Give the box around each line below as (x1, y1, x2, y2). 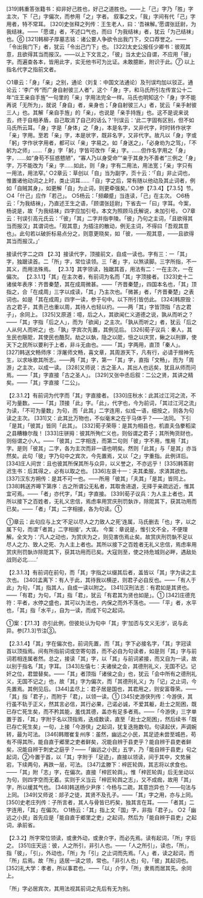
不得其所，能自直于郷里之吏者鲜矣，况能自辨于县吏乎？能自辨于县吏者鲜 (11, 738, 192, 746)
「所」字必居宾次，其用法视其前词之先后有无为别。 (6, 885, 134, 892)
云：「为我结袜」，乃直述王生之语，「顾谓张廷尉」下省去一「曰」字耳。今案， (6, 200, 195, 207)
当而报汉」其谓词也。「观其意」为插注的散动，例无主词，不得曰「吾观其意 (6, 223, 189, 229)
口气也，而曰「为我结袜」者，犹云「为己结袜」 (80, 28, 197, 35)
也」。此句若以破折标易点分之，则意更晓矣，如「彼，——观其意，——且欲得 (6, 230, 195, 237)
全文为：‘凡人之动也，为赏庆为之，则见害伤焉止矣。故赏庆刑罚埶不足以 (16, 533, 193, 540)
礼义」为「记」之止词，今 (132, 678, 197, 685)
